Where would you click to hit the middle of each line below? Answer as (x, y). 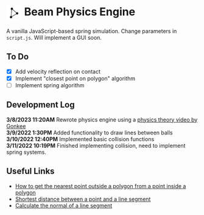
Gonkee (16, 126)
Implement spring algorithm (50, 85)
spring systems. (26, 152)
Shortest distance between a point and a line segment (83, 199)
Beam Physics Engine (80, 12)
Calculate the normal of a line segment (64, 205)
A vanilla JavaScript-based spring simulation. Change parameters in (92, 31)
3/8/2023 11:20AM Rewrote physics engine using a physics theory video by (102, 119)
